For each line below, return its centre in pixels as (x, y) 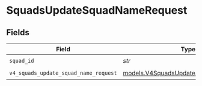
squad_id (22, 61)
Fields (18, 33)
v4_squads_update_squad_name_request (63, 73)
